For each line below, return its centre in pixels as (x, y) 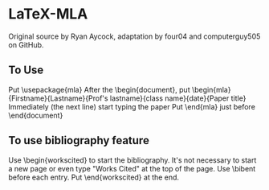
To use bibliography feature (79, 140)
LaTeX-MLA (48, 14)
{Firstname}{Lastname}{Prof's (58, 98)
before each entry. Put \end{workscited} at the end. (94, 177)
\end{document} (36, 115)
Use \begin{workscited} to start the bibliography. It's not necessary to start (132, 160)
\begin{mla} (211, 89)
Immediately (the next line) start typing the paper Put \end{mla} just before (132, 106)
